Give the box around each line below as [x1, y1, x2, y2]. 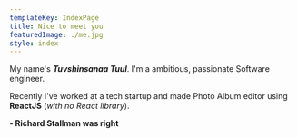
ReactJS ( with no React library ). [9, 101, 130, 112]
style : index [9, 38, 59, 48]
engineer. [9, 74, 45, 84]
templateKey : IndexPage [9, 13, 100, 23]
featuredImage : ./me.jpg [9, 30, 104, 39]
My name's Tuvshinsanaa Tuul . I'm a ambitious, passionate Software [9, 64, 271, 74]
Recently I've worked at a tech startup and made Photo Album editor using [9, 91, 288, 102]
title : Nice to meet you [9, 22, 104, 31]
